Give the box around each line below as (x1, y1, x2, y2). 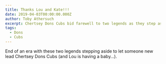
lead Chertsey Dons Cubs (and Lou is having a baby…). (5, 53, 117, 59)
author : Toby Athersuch (5, 16, 54, 21)
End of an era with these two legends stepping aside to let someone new (5, 48, 154, 54)
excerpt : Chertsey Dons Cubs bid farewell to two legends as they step (5, 21, 156, 26)
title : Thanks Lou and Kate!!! (5, 7, 70, 12)
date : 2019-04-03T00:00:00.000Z (5, 12, 72, 17)
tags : (5, 26, 16, 31)
